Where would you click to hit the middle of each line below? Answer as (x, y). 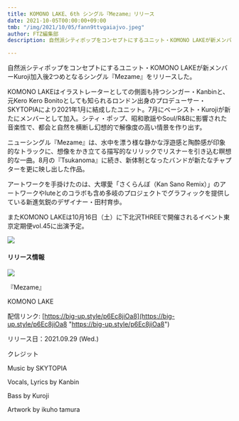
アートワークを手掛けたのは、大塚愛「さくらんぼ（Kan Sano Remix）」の (114, 184)
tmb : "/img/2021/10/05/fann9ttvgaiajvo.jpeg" (76, 27)
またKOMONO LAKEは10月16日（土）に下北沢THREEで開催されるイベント (116, 217)
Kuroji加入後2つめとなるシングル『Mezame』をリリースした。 (105, 77)
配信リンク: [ (26, 316)
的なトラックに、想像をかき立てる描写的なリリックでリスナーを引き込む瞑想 (119, 151)
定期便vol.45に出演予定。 (51, 226)
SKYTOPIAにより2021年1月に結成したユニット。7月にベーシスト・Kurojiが (116, 110)
